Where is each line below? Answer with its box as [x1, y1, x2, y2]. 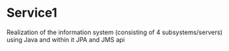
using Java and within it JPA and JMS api [6, 35, 125, 43]
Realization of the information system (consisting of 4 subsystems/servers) [6, 28, 223, 36]
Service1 [6, 5, 57, 21]
